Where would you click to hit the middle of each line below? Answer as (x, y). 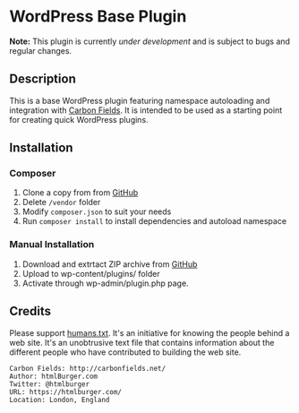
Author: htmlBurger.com (54, 376)
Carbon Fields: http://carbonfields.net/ (88, 368)
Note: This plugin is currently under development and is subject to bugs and (150, 41)
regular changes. (41, 50)
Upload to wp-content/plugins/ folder (91, 273)
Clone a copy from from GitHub (80, 193)
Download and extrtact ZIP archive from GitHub (110, 264)
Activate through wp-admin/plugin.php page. (106, 283)
